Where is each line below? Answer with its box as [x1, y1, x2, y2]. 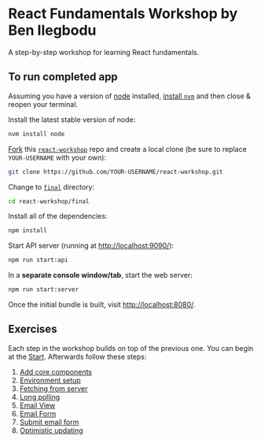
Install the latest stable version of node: [8, 115, 136, 124]
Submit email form [19, 417, 79, 426]
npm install [8, 227, 47, 234]
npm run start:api [8, 257, 68, 264]
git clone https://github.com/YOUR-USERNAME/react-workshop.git [8, 168, 223, 175]
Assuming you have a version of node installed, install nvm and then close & [8, 91, 252, 101]
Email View [19, 401, 56, 410]
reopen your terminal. [8, 99, 79, 109]
